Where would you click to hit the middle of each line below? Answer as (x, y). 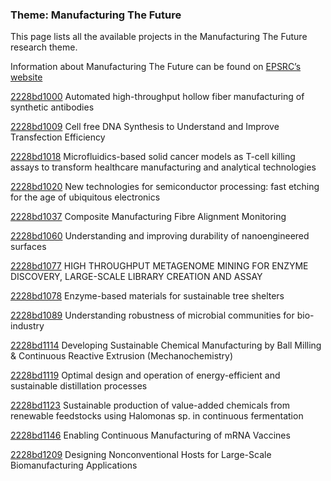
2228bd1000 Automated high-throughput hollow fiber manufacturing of (157, 97)
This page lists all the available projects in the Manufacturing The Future (159, 37)
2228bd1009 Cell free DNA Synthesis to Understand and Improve (145, 127)
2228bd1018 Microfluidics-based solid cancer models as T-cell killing (153, 157)
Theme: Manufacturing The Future (96, 15)
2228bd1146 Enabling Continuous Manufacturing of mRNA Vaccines (150, 435)
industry (27, 326)
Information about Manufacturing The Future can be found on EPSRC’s (156, 67)
